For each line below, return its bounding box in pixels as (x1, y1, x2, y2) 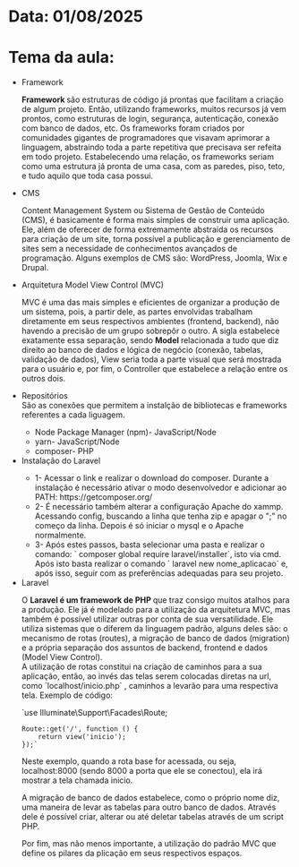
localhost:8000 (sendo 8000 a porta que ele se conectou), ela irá (21, 766, 263, 777)
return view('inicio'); (38, 733, 126, 742)
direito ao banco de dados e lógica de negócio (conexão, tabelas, (21, 345, 263, 356)
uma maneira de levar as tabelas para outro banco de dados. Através (21, 802, 277, 812)
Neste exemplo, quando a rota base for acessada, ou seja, (21, 756, 236, 767)
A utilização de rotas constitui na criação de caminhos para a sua (21, 661, 263, 673)
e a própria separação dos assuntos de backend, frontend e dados (21, 642, 268, 653)
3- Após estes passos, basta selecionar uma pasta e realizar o (34, 539, 265, 550)
